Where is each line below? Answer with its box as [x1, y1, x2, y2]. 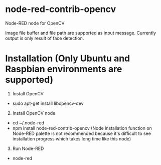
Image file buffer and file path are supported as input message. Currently [5, 30, 156, 36]
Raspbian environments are [5, 64, 122, 75]
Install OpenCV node [12, 110, 56, 116]
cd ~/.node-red [12, 119, 44, 126]
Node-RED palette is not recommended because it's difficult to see [12, 130, 151, 136]
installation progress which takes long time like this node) [12, 135, 131, 141]
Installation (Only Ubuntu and [5, 53, 130, 64]
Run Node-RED [12, 145, 44, 151]
